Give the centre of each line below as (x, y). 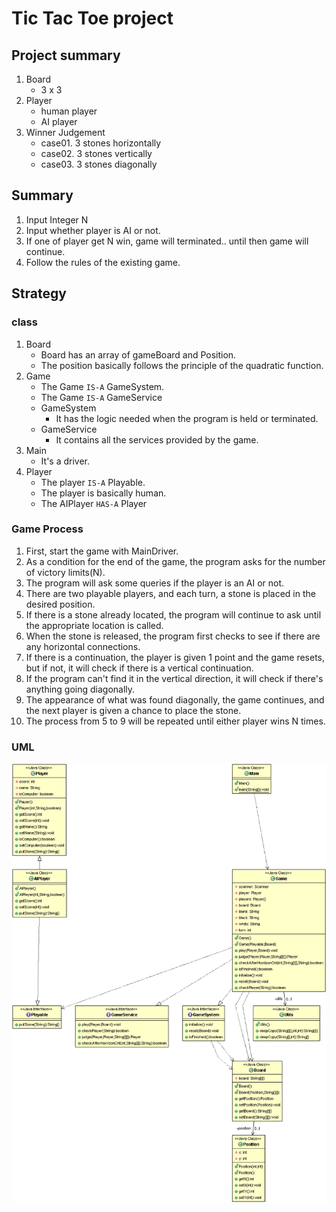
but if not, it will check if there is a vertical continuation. (139, 668)
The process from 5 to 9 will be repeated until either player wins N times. (175, 721)
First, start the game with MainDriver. (102, 551)
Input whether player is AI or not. (93, 230)
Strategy (39, 293)
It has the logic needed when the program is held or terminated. (187, 418)
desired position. (60, 604)
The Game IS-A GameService (101, 397)
